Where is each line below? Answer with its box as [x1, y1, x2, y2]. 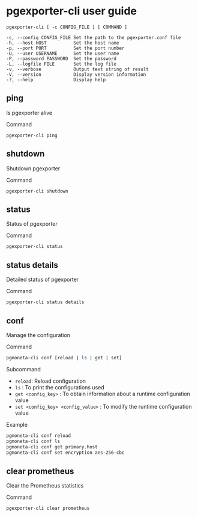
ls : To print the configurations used [14, 383, 105, 391]
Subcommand [6, 365, 41, 373]
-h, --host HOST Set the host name [6, 40, 119, 46]
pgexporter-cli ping [6, 132, 58, 138]
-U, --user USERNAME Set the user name [6, 50, 119, 57]
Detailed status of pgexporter [6, 276, 79, 283]
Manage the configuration [6, 332, 71, 338]
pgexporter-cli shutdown [6, 188, 68, 194]
